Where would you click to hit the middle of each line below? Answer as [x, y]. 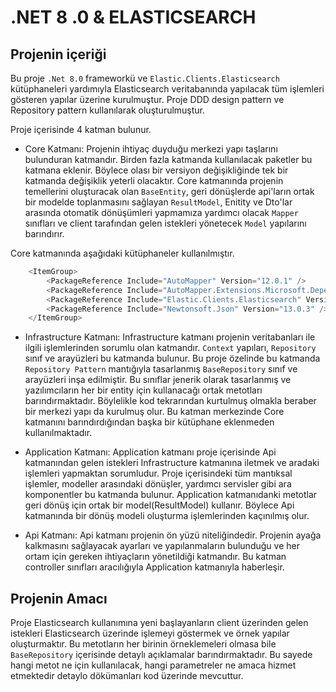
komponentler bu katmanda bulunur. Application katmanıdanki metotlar [171, 495]
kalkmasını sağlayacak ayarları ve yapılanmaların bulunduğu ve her [162, 546]
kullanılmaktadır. [58, 433]
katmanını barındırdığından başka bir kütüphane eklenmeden [149, 422]
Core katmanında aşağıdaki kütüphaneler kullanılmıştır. [122, 253]
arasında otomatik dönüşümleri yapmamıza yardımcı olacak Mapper [161, 212]
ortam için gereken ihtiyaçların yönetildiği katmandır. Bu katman [155, 557]
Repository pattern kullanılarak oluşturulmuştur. [108, 110]
